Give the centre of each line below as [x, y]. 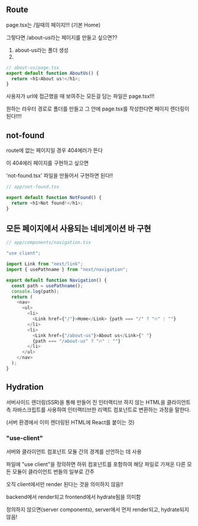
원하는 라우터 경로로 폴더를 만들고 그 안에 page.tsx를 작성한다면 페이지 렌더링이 [98, 109]
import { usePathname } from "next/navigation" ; [67, 270]
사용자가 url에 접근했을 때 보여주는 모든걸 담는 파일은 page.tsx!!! [80, 96]
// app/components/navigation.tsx [49, 243]
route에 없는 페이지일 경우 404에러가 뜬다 [55, 150]
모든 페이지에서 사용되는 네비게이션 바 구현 [79, 229]
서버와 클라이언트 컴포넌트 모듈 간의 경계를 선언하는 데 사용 [74, 451]
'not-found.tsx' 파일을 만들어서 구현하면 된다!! [60, 176]
